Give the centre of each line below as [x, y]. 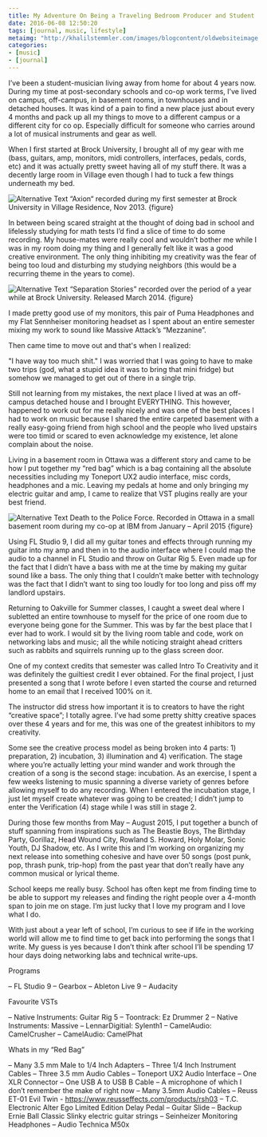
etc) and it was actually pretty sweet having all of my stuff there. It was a [128, 166]
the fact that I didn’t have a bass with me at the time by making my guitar [128, 567]
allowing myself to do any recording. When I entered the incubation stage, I [132, 790]
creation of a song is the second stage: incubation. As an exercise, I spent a [133, 773]
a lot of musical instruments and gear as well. [82, 133]
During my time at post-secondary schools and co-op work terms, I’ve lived [132, 91]
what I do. [25, 914]
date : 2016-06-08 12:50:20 [53, 23]
